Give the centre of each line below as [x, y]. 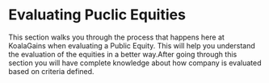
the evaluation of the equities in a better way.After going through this [123, 54]
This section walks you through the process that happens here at [116, 37]
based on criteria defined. [51, 71]
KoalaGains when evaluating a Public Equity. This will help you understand [132, 45]
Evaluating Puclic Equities [97, 15]
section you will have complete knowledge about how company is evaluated [135, 63]
